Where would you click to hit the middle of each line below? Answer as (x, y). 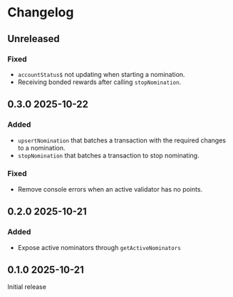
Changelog (41, 12)
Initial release (27, 287)
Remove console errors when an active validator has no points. (110, 189)
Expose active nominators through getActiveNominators (99, 247)
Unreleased (34, 39)
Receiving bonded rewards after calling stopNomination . (99, 82)
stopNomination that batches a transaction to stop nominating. (108, 155)
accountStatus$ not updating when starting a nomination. (101, 74)
